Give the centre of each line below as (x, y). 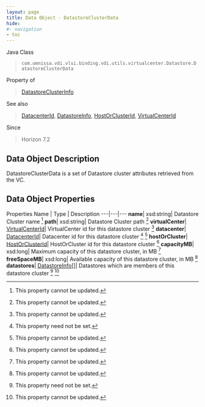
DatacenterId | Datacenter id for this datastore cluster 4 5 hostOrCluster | (97, 236)
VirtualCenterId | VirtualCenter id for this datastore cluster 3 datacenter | (96, 228)
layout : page (23, 12)
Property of (21, 80)
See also (17, 104)
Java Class (20, 52)
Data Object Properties (51, 199)
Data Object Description (53, 159)
